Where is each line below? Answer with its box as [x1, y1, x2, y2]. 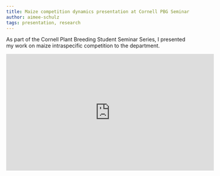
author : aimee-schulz [6, 14, 60, 20]
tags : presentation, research [6, 20, 81, 25]
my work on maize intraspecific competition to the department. [6, 42, 160, 49]
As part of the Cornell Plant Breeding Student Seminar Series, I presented [6, 36, 186, 43]
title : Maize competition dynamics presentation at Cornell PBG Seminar [6, 8, 190, 15]
